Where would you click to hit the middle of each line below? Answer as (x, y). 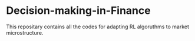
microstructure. (25, 32)
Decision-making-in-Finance (79, 11)
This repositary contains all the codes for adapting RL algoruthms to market (98, 27)
